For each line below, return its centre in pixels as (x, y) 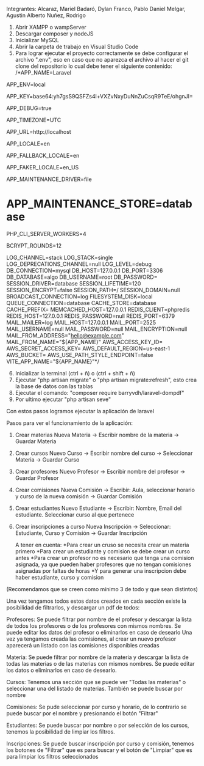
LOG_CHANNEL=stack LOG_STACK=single (60, 257)
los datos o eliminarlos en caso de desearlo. (62, 670)
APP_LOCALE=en (28, 144)
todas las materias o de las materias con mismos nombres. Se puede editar (100, 663)
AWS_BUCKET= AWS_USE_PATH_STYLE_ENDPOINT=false (80, 355)
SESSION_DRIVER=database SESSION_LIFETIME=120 (74, 283)
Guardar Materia (36, 441)
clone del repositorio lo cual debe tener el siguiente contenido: (93, 66)
